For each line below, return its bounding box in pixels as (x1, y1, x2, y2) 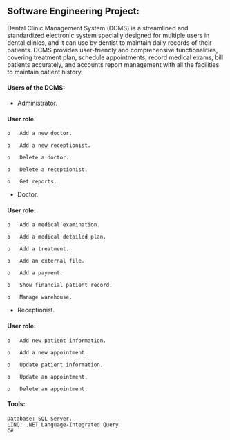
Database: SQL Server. (7, 415, 73, 422)
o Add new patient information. (7, 337, 107, 344)
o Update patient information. (7, 361, 104, 368)
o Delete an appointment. (7, 386, 88, 392)
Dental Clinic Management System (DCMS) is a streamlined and (7, 23, 189, 32)
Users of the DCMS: (7, 83, 66, 92)
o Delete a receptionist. (7, 166, 88, 173)
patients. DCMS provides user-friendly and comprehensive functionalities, (7, 46, 218, 54)
